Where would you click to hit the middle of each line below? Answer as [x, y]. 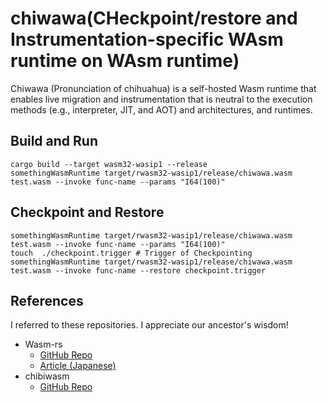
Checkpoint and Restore [87, 212]
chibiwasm [47, 376]
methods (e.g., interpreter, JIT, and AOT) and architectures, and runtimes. [161, 109]
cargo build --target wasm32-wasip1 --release [109, 164]
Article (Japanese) [78, 366]
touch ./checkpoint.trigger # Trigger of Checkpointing [131, 253]
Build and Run [54, 141]
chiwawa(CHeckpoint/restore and [154, 18]
